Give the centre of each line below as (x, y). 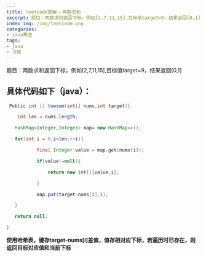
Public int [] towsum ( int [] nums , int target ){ (70, 106)
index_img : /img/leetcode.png (45, 23)
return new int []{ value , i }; (84, 172)
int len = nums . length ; (48, 117)
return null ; (31, 217)
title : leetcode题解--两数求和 (44, 12)
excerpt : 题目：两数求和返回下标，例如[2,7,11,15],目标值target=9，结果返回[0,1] (104, 18)
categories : (22, 29)
